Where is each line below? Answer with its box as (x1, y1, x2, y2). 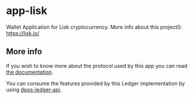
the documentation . (6, 69, 54, 76)
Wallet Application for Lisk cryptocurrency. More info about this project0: (6, 23, 182, 30)
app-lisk (6, 4, 48, 18)
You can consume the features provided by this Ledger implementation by (6, 80, 185, 87)
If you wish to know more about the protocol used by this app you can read (6, 62, 188, 69)
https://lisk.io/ (6, 29, 40, 36)
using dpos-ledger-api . (6, 86, 62, 93)
